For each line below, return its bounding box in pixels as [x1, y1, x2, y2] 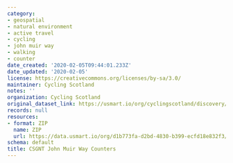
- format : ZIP [7, 119, 49, 127]
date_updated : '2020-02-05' [7, 68, 89, 75]
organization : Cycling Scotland [7, 94, 101, 101]
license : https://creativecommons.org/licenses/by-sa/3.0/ [7, 74, 182, 82]
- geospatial [7, 17, 45, 24]
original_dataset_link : [7, 101, 76, 108]
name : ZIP [13, 126, 42, 133]
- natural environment [7, 23, 73, 30]
